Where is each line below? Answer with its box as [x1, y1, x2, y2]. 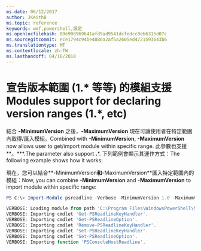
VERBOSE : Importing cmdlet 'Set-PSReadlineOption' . [6, 233, 138, 240]
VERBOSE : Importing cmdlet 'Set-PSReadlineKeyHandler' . [6, 228, 148, 234]
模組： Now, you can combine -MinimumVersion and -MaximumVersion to [6, 176, 191, 183]
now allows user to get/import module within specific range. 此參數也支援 [6, 142, 187, 150]
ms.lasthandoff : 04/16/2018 [6, 53, 77, 59]
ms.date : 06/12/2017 [6, 8, 58, 15]
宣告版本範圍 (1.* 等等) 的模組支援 [6, 81, 172, 95]
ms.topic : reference [6, 20, 58, 26]
